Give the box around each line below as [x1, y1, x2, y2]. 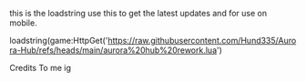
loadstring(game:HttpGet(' [9, 36, 108, 46]
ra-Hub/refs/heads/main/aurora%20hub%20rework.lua [9, 45, 217, 56]
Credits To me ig [9, 63, 71, 73]
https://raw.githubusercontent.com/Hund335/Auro [107, 36, 297, 46]
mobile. [9, 17, 38, 28]
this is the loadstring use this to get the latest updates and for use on [9, 8, 267, 18]
